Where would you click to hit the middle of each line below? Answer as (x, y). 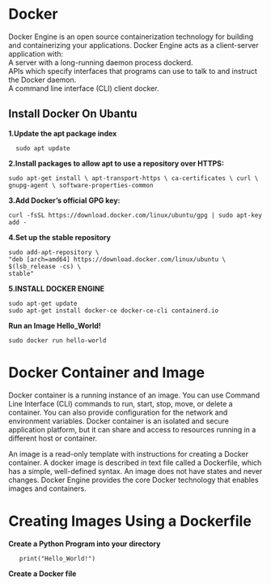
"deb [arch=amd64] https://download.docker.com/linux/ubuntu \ (117, 259)
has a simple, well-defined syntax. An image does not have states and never (135, 471)
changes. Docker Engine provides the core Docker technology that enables (133, 480)
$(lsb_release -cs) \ (45, 266)
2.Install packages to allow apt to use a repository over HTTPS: (116, 163)
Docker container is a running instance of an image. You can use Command (134, 395)
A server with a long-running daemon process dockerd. (101, 62)
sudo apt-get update (43, 303)
